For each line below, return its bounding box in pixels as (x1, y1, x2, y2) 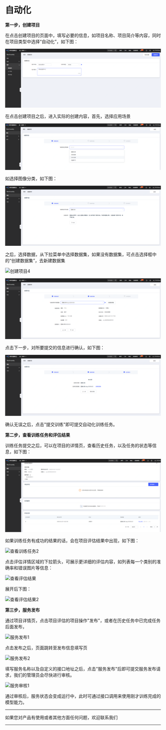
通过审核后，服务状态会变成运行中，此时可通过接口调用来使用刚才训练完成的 (5, 693, 161, 699)
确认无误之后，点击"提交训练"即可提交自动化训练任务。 (5, 422, 118, 428)
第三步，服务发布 (5, 607, 40, 613)
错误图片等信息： (18, 565, 53, 571)
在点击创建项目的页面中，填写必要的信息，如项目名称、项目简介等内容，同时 (5, 32, 161, 38)
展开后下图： (5, 586, 31, 592)
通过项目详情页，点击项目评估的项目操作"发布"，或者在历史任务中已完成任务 (5, 618, 161, 623)
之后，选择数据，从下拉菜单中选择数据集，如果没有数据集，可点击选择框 (5, 251, 152, 258)
